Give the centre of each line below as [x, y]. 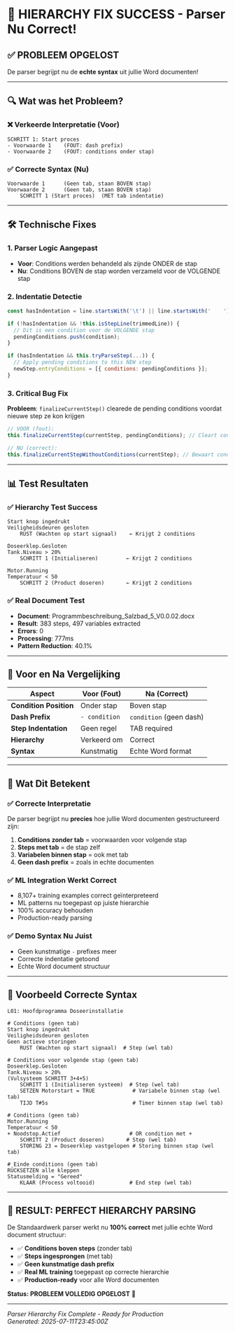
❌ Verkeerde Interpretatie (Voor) [64, 125]
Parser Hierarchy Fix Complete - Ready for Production [86, 1314]
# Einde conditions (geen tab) [53, 1164]
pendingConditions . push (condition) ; [67, 337]
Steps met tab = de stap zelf [59, 848]
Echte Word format [160, 751]
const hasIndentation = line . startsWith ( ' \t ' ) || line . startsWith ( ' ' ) [119, 311]
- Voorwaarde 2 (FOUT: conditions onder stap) [81, 151]
